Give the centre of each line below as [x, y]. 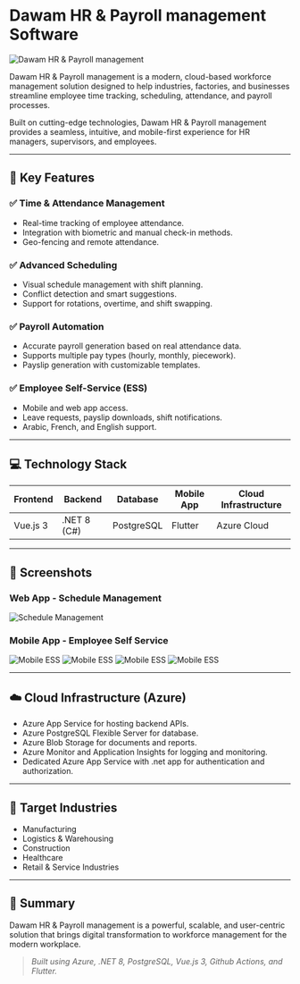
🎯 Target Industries [63, 807]
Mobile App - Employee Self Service [89, 640]
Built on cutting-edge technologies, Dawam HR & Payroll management [138, 122]
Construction [46, 848]
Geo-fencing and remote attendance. [90, 241]
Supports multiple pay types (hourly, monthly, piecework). [129, 356]
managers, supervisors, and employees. [83, 141]
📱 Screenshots [51, 572]
